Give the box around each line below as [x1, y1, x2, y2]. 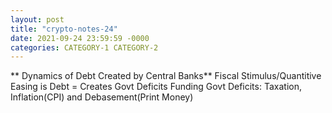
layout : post [10, 14, 65, 25]
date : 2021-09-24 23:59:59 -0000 [10, 33, 150, 43]
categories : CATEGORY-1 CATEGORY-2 [10, 42, 159, 53]
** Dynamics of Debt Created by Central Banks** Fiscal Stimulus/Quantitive [10, 70, 322, 82]
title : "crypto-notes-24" [10, 24, 118, 34]
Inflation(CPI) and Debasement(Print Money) [10, 91, 194, 103]
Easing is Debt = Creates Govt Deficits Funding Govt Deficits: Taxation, [10, 81, 302, 93]
